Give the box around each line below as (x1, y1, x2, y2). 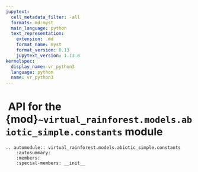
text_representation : (11, 31, 65, 37)
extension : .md (16, 36, 54, 42)
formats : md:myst (11, 20, 54, 25)
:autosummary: (16, 150, 51, 156)
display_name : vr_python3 (11, 63, 75, 70)
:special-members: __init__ (16, 160, 85, 166)
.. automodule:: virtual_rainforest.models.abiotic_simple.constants (5, 145, 181, 151)
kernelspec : (5, 58, 35, 64)
